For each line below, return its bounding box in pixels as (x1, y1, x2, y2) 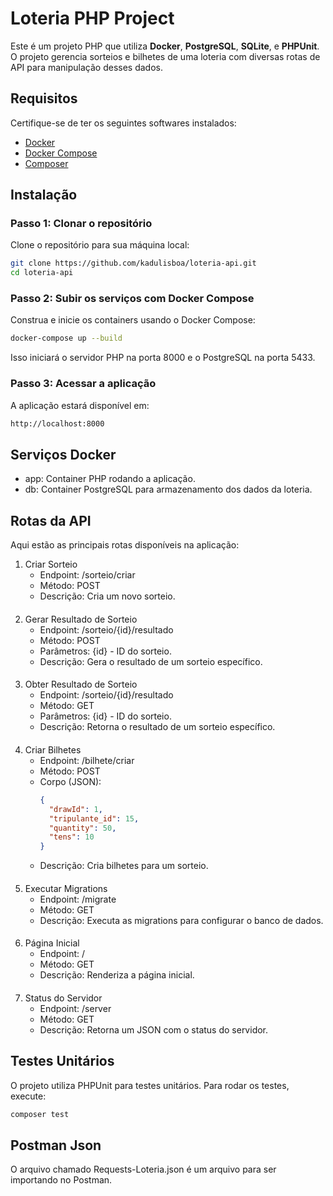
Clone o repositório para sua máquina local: (10, 239, 190, 251)
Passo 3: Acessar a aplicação (10, 377, 157, 391)
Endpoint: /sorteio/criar (39, 569, 136, 581)
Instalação (10, 187, 78, 204)
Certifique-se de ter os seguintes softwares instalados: (10, 117, 237, 129)
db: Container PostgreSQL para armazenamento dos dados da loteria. (24, 483, 313, 496)
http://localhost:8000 (10, 418, 105, 429)
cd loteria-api (10, 268, 74, 278)
